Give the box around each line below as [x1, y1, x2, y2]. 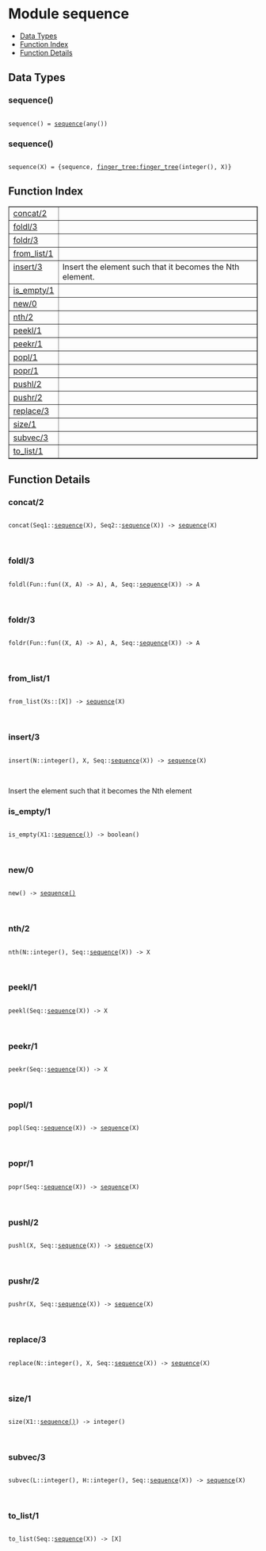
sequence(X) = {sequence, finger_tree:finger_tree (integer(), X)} [8, 163, 232, 171]
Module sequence [8, 5, 129, 23]
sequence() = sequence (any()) [8, 120, 108, 128]
